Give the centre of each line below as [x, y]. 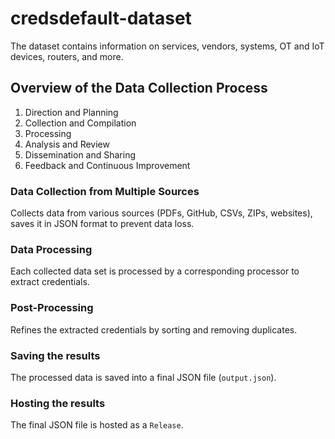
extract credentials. [50, 282]
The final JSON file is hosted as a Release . [97, 425]
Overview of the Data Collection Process [139, 88]
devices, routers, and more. [67, 56]
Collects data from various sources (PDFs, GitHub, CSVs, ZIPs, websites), [161, 213]
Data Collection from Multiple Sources [105, 191]
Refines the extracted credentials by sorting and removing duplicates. [154, 329]
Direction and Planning [71, 112]
